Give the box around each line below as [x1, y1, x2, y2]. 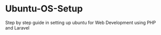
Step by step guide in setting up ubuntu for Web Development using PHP [5, 19, 156, 25]
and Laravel [5, 24, 30, 30]
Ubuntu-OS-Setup [5, 3, 83, 14]
